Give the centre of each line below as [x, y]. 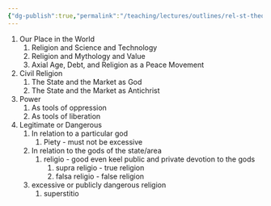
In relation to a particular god [80, 133]
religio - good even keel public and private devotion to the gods [149, 159]
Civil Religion [41, 73]
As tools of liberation [66, 116]
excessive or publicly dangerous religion [99, 185]
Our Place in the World [57, 39]
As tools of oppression [69, 107]
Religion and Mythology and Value [89, 56]
